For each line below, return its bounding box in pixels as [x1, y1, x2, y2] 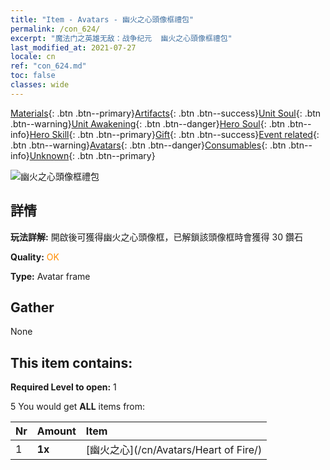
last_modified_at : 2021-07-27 [10, 42, 137, 53]
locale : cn [10, 52, 56, 62]
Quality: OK [10, 251, 60, 263]
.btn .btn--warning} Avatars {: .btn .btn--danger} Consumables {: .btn [10, 139, 287, 151]
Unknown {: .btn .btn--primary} [29, 149, 156, 161]
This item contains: [10, 354, 133, 371]
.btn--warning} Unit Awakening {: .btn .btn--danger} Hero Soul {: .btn [10, 117, 286, 130]
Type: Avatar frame [10, 270, 91, 282]
